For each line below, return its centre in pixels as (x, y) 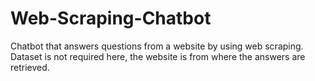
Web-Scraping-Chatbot (111, 18)
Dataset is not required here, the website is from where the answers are (158, 56)
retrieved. (30, 67)
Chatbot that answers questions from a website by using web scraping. (157, 46)
